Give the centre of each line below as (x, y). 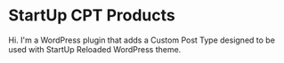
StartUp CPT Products (92, 16)
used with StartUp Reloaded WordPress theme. (95, 49)
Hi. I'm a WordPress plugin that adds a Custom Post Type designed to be (142, 40)
